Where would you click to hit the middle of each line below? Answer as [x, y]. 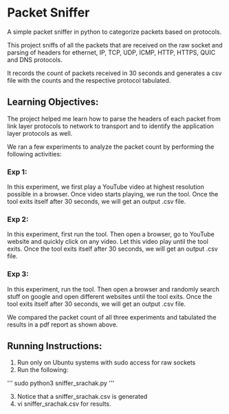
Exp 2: [18, 219]
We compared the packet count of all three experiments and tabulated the [112, 317]
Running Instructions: [55, 346]
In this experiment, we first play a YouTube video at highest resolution [106, 187]
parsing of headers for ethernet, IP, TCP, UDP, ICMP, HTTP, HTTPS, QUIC [111, 52]
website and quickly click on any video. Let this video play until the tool [108, 242]
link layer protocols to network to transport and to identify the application [111, 126]
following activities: [34, 154]
